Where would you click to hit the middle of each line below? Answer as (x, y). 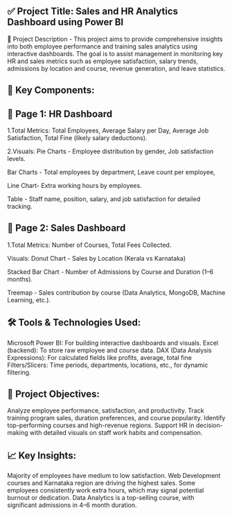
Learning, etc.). (29, 300)
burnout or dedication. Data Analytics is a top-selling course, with (101, 498)
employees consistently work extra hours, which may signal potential (106, 490)
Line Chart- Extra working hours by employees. (74, 186)
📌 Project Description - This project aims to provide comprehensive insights (115, 39)
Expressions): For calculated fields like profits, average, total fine (100, 357)
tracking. (20, 207)
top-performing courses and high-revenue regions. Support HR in (101, 425)
